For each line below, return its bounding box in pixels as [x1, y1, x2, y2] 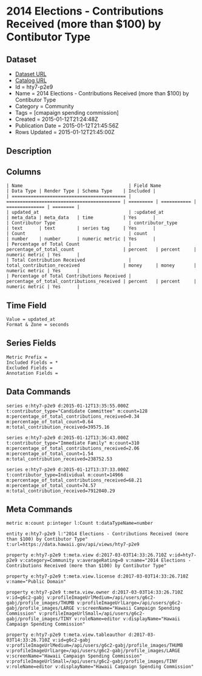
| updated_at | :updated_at [6, 210, 164, 216]
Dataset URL [15, 70, 47, 77]
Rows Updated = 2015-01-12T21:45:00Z [15, 129, 115, 135]
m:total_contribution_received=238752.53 [6, 456, 113, 462]
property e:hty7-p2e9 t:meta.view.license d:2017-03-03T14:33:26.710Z [6, 573, 189, 579]
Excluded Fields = [6, 364, 53, 371]
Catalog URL [15, 77, 47, 84]
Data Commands [6, 387, 71, 397]
